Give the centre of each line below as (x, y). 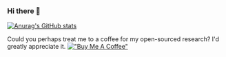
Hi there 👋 (24, 11)
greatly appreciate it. (37, 47)
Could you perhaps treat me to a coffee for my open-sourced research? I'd (113, 39)
